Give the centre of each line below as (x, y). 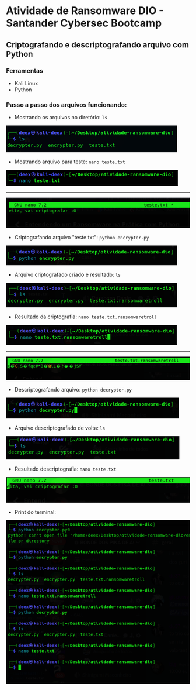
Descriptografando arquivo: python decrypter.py (73, 389)
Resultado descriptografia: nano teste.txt (65, 469)
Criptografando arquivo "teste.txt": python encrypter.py (82, 238)
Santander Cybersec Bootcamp (84, 23)
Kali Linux (26, 83)
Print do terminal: (35, 512)
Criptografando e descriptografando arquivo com (98, 45)
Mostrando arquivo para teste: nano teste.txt (70, 162)
